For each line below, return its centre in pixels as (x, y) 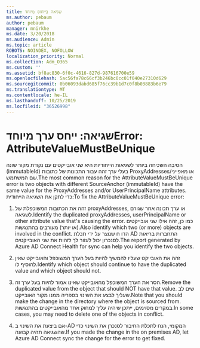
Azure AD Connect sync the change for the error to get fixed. (90, 338)
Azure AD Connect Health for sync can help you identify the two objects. (104, 246)
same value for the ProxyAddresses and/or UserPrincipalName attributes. (96, 190)
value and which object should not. (58, 271)
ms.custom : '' (24, 67)
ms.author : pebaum (29, 17)
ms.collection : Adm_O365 (37, 62)
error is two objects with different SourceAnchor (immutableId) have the (95, 184)
